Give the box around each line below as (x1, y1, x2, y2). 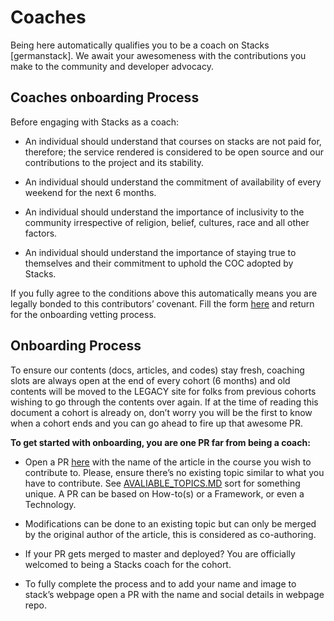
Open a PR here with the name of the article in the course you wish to (24, 456, 312, 468)
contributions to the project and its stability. (24, 156, 205, 168)
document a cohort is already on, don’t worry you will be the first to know (10, 406, 313, 418)
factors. (24, 227, 58, 239)
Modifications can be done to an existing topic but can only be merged (24, 517, 317, 530)
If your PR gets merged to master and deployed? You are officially (24, 547, 296, 560)
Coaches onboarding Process (10, 89, 200, 106)
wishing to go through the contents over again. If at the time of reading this (10, 396, 319, 408)
